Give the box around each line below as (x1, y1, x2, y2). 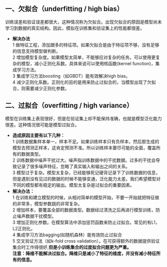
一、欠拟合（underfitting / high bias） (5, 4, 124, 13)
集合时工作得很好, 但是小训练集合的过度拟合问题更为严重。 (12, 244, 132, 250)
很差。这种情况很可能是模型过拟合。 (5, 121, 80, 128)
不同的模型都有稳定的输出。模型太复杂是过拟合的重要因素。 (12, 182, 135, 188)
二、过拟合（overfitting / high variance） (5, 101, 133, 110)
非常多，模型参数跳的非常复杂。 (16, 200, 83, 206)
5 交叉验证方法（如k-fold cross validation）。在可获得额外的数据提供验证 (12, 238, 160, 244)
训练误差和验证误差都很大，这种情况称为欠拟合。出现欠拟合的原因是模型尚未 (5, 19, 162, 25)
